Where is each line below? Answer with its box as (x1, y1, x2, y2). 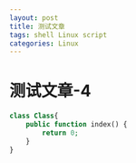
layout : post (9, 13, 59, 23)
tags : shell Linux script (9, 30, 107, 39)
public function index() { (25, 120, 128, 129)
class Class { (9, 111, 59, 121)
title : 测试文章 (9, 22, 65, 31)
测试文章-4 (9, 81, 92, 101)
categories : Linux (9, 38, 79, 48)
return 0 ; (42, 128, 79, 138)
